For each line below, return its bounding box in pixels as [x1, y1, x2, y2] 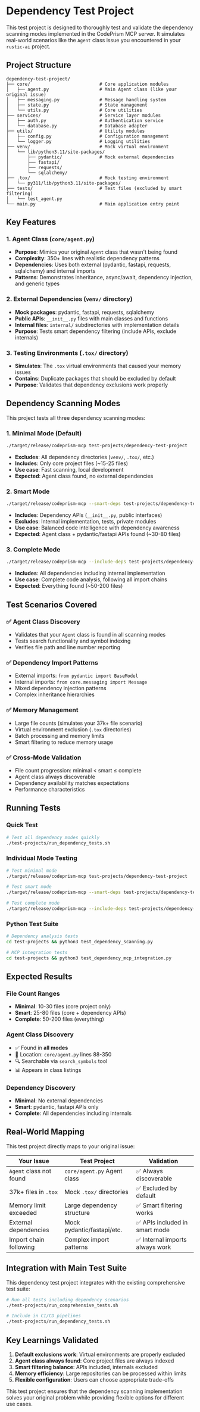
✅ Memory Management [6, 706, 79, 714]
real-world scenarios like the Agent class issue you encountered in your [6, 36, 181, 43]
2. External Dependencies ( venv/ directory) [6, 295, 133, 303]
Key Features [6, 217, 57, 227]
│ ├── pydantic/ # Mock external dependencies [6, 154, 174, 160]
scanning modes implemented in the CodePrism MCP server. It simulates [6, 30, 185, 37]
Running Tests [6, 803, 61, 813]
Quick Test [6, 821, 38, 829]
